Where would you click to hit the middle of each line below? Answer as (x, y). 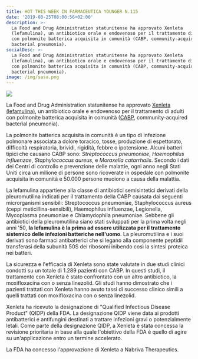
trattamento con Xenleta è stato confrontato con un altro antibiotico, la (91, 277)
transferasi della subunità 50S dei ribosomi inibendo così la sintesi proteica (97, 247)
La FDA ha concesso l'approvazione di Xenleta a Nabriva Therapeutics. (93, 350)
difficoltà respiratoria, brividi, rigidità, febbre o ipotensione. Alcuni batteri (94, 148)
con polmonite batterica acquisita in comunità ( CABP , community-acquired (97, 118)
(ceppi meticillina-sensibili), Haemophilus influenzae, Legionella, (84, 209)
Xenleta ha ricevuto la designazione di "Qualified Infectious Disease (88, 307)
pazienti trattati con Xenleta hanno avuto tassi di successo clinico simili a (95, 290)
